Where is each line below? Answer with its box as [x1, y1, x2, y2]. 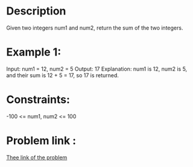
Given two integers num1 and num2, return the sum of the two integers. [6, 24, 183, 31]
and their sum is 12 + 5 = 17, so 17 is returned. [6, 71, 119, 79]
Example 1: [6, 45, 62, 59]
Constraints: [6, 93, 71, 107]
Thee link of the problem [6, 154, 68, 161]
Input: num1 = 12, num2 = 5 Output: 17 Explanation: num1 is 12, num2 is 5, [6, 65, 188, 72]
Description [6, 4, 66, 18]
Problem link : [6, 134, 77, 147]
